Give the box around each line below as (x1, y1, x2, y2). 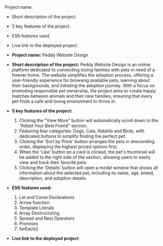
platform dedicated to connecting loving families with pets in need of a (11, 67, 155, 73)
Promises (19, 221, 38, 226)
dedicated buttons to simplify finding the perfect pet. (19, 133, 127, 139)
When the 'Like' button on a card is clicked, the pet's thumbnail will (19, 149, 156, 155)
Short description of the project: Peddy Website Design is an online (11, 62, 151, 67)
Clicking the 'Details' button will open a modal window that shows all (19, 165, 159, 170)
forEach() (19, 226, 39, 232)
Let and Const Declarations (19, 195, 75, 200)
